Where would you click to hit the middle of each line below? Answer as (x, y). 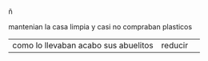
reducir (175, 45)
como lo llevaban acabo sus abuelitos (83, 45)
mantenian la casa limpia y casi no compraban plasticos (100, 27)
